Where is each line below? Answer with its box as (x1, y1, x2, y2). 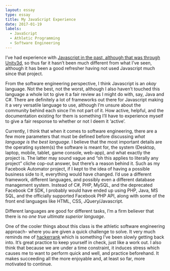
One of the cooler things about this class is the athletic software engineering (5, 223, 165, 229)
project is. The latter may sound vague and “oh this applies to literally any (5, 155, 159, 161)
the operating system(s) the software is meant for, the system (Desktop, (5, 144, 156, 150)
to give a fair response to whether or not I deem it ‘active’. (5, 118, 126, 124)
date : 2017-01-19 (5, 21, 42, 27)
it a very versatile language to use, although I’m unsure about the (5, 102, 141, 108)
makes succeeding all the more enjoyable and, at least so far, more (5, 255, 146, 261)
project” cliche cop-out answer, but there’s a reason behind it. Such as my (5, 160, 160, 166)
